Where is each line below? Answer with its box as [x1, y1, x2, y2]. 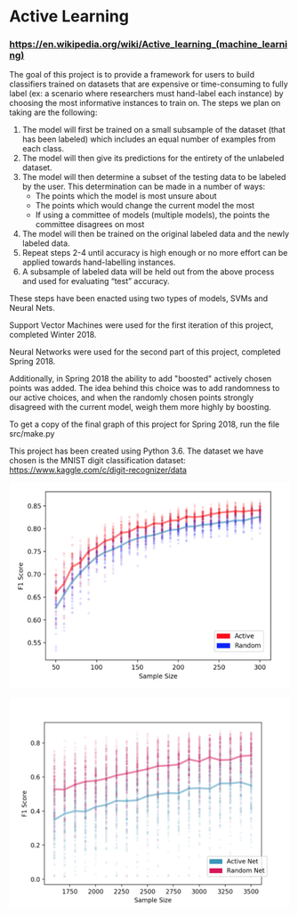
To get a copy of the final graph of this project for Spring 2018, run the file [9, 419, 280, 429]
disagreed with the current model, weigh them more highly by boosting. [9, 402, 271, 413]
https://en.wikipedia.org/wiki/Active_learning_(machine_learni [9, 38, 287, 51]
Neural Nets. [9, 303, 56, 314]
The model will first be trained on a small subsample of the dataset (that [21, 125, 286, 135]
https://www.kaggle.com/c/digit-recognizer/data [9, 465, 187, 476]
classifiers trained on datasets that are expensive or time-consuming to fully [9, 78, 289, 90]
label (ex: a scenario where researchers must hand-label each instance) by [9, 88, 284, 99]
